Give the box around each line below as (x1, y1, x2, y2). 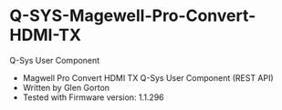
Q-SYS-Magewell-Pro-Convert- (9, 5, 256, 26)
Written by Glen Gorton (22, 82, 110, 93)
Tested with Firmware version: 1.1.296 (22, 92, 164, 103)
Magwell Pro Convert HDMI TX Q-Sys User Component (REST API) (22, 72, 274, 83)
